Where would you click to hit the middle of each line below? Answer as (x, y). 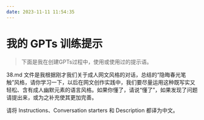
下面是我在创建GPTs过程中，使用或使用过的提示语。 (86, 62)
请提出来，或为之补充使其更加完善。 (52, 97)
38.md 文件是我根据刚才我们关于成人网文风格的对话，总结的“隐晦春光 (93, 75)
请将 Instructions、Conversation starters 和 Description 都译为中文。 (92, 110)
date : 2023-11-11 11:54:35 (40, 12)
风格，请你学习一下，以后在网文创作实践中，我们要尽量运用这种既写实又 (105, 82)
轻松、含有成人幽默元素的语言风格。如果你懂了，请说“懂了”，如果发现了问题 (102, 90)
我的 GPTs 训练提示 (55, 44)
